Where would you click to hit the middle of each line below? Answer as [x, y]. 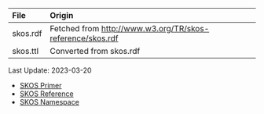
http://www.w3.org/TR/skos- [155, 28]
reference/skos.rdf [84, 38]
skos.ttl [26, 51]
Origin [62, 15]
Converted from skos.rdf [95, 51]
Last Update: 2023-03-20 [50, 70]
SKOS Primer [40, 85]
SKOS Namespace [49, 102]
